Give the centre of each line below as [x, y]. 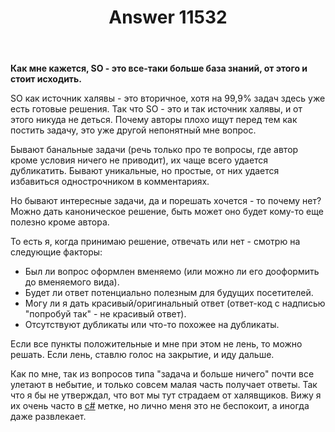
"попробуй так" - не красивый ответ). [105, 314]
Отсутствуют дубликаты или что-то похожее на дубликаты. [152, 325]
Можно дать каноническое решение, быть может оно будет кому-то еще [167, 212]
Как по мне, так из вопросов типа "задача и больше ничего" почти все [162, 374]
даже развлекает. [48, 417]
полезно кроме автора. [60, 222]
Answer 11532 [168, 17]
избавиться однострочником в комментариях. [110, 182]
